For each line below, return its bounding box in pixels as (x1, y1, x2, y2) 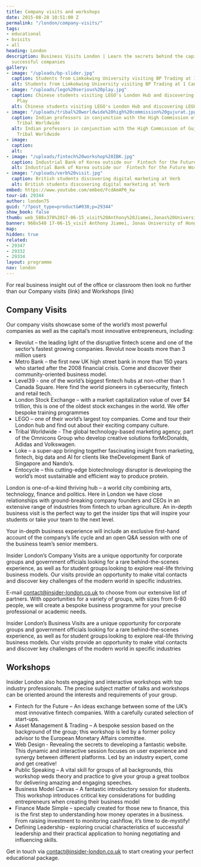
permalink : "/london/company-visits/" (6, 20, 103, 26)
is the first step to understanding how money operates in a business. (14, 811, 184, 818)
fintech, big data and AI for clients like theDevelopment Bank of (14, 453, 171, 460)
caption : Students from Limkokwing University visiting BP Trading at (11, 75, 191, 81)
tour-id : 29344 (6, 192, 44, 198)
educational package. (6, 854, 60, 861)
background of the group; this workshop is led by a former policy (14, 728, 175, 735)
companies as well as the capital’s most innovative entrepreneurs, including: (6, 327, 194, 334)
